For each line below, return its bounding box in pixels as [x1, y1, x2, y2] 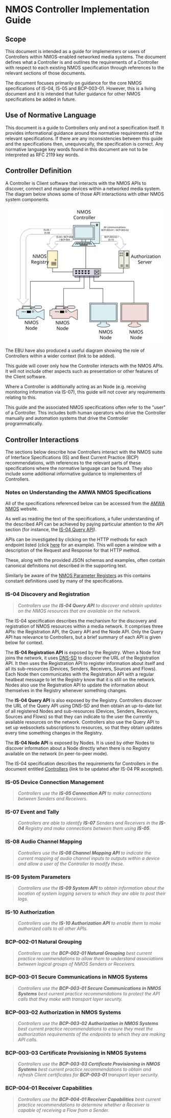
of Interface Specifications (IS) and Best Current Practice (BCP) [5, 455, 139, 461]
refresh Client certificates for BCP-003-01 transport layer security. [17, 1072, 159, 1078]
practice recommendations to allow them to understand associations [17, 955, 163, 961]
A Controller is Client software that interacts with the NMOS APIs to [5, 180, 146, 186]
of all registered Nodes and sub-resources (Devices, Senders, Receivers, [5, 708, 159, 714]
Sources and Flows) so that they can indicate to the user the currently [5, 713, 152, 720]
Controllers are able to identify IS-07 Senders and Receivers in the [17, 820, 158, 826]
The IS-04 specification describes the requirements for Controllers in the [5, 760, 159, 767]
